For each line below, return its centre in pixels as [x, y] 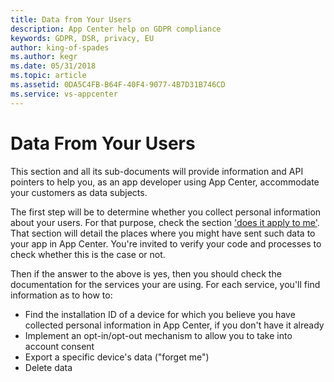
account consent [59, 346]
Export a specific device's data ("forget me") [117, 357]
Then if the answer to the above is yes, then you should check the [146, 273]
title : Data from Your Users [71, 19]
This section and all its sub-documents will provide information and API [157, 171]
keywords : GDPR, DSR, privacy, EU [82, 38]
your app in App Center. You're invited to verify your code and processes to [166, 243]
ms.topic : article [48, 76]
